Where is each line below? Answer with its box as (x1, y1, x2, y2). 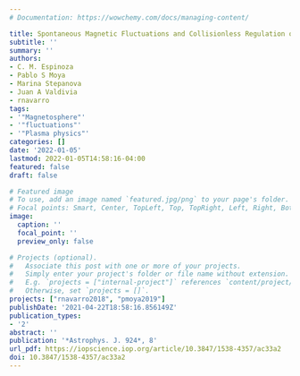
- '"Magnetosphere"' (9, 113, 87, 122)
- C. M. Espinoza (9, 63, 74, 72)
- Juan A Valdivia (9, 87, 78, 97)
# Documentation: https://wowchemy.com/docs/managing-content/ (9, 13, 250, 22)
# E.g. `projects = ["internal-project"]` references (9, 278, 221, 287)
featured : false (9, 162, 70, 171)
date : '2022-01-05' (9, 146, 82, 155)
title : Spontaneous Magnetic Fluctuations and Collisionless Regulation (9, 29, 286, 38)
